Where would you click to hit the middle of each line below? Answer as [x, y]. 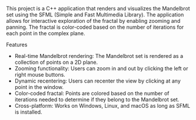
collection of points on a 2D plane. [56, 62]
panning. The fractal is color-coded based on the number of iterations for [95, 27]
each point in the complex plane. [46, 33]
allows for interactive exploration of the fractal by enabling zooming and [93, 21]
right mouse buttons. [40, 75]
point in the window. [39, 87]
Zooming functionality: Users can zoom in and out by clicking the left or [101, 68]
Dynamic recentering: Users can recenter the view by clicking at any [98, 81]
